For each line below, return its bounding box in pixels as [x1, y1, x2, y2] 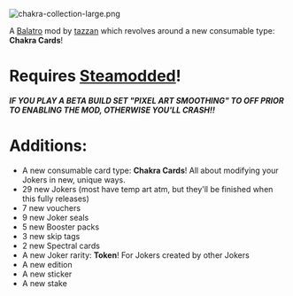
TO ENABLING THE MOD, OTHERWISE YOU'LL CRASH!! [9, 105, 215, 115]
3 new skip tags [21, 230, 81, 241]
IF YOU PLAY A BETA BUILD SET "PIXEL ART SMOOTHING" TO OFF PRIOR [9, 95, 285, 105]
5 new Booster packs [21, 222, 100, 232]
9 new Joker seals [21, 212, 89, 222]
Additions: [9, 136, 88, 156]
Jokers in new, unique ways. [21, 174, 126, 185]
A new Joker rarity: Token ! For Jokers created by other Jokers [21, 249, 250, 261]
